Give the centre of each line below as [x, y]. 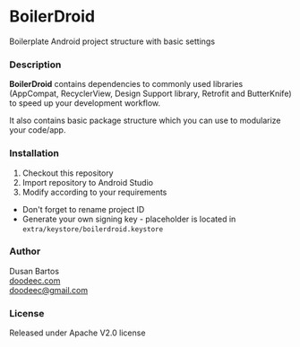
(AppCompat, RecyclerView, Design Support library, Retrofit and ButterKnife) [150, 94]
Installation [34, 153]
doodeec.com [35, 281]
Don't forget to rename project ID [83, 209]
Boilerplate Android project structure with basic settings [112, 41]
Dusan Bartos [34, 271]
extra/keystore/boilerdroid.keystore [93, 229]
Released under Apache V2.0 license [77, 333]
